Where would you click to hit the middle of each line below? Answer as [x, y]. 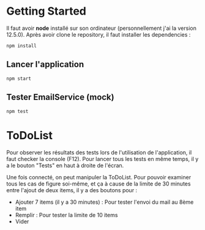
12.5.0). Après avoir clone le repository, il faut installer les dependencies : [99, 34]
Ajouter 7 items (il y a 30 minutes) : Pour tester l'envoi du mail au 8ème [104, 202]
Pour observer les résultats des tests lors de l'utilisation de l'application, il [99, 152]
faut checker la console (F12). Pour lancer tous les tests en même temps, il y [102, 159]
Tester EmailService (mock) [60, 97]
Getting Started [47, 11]
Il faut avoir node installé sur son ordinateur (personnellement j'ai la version [102, 28]
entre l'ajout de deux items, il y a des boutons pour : [72, 190]
